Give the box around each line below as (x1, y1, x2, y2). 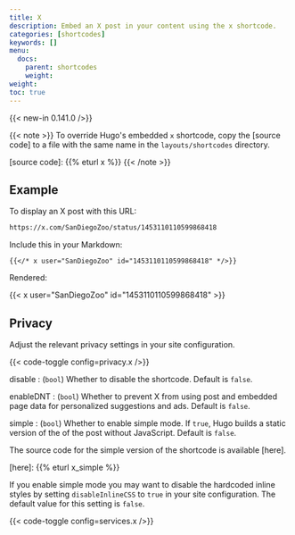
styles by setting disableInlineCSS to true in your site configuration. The (9, 489, 276, 499)
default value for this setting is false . (9, 498, 145, 509)
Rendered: (9, 272, 47, 283)
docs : (17, 54, 38, 63)
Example (9, 182, 59, 197)
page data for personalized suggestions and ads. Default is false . (9, 401, 251, 411)
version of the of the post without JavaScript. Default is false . (9, 428, 237, 438)
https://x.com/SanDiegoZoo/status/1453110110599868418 (9, 223, 217, 232)
